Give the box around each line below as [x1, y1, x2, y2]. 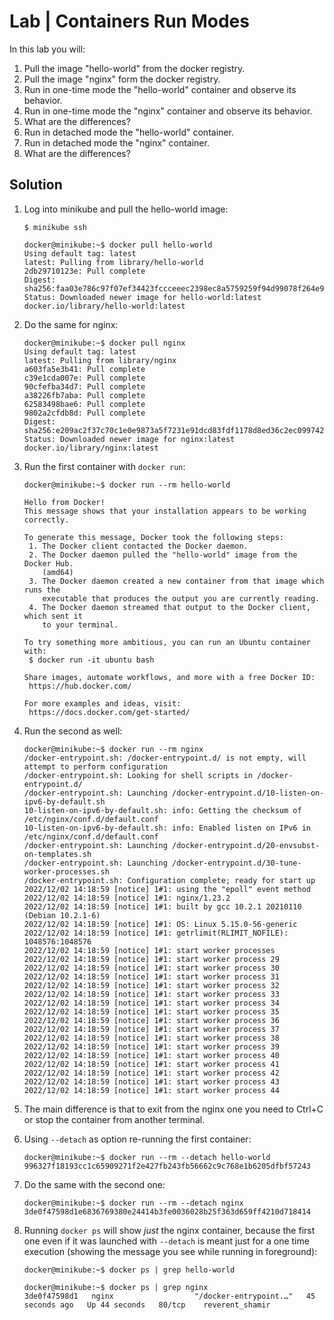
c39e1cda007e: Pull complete [23, 373, 146, 383]
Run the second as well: [23, 725, 123, 737]
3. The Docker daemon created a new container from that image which [28, 576, 325, 586]
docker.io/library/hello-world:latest [23, 301, 186, 311]
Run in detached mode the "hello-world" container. [23, 126, 234, 138]
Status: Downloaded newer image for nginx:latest [23, 434, 236, 444]
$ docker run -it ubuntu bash [28, 655, 155, 665]
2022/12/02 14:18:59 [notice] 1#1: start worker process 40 [23, 1050, 280, 1060]
